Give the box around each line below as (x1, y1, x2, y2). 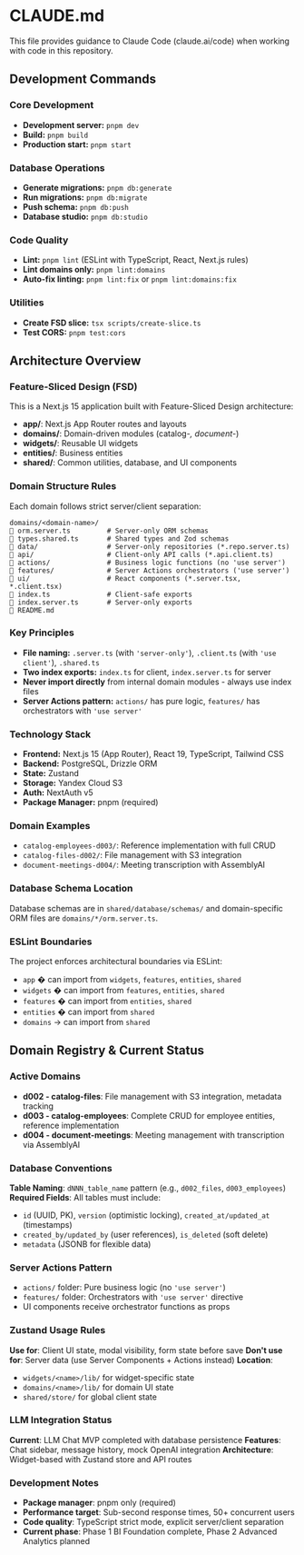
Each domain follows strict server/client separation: (9, 501, 201, 512)
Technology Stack (9, 728, 92, 741)
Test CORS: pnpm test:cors (22, 326, 127, 337)
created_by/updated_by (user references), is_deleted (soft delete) (22, 1229, 269, 1240)
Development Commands (9, 72, 157, 87)
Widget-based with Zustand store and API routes (9, 1453, 192, 1464)
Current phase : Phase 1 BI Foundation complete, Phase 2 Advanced (22, 1526, 278, 1537)
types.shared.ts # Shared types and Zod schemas (9, 533, 230, 543)
